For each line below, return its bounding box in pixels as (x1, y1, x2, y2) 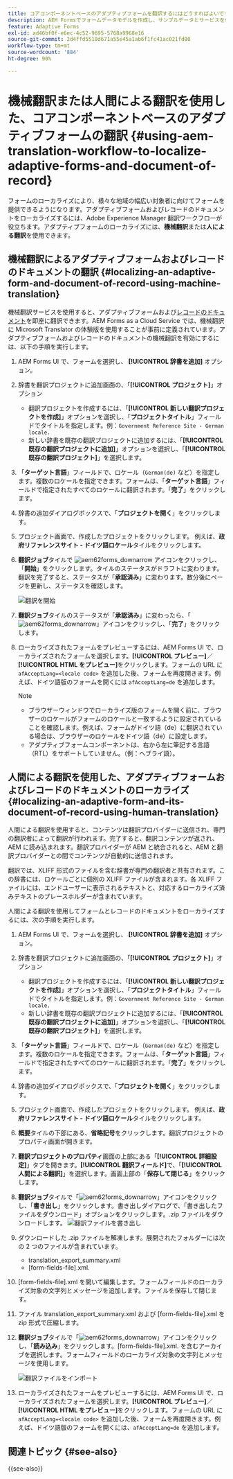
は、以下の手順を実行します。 (8, 342, 93, 351)
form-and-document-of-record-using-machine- (8, 278, 221, 290)
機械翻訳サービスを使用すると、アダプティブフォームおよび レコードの (8, 308, 207, 316)
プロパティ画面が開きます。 (17, 1137, 96, 1146)
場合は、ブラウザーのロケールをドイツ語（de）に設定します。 (34, 732, 211, 740)
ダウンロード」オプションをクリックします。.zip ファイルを (41, 1210, 212, 1218)
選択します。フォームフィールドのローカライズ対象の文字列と (30, 1351, 205, 1359)
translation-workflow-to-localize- (8, 143, 207, 159)
